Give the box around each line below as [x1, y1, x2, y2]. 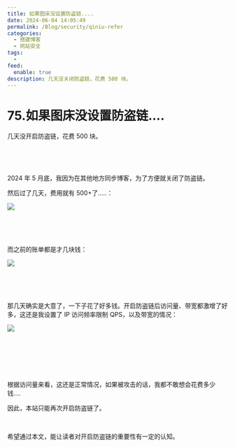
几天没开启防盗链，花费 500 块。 [7, 132, 102, 141]
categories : [7, 29, 42, 37]
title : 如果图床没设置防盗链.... [7, 10, 94, 17]
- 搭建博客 [13, 36, 41, 43]
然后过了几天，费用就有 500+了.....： [7, 189, 113, 197]
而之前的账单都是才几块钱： [7, 246, 87, 254]
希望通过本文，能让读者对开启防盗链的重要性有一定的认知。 [7, 432, 179, 441]
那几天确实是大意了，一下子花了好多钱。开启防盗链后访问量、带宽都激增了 [7, 301, 222, 310]
